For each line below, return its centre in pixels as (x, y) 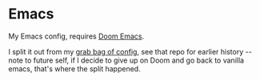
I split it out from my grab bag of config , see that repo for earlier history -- (130, 51)
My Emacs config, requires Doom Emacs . (76, 36)
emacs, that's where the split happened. (75, 68)
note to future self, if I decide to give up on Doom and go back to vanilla (126, 60)
